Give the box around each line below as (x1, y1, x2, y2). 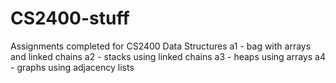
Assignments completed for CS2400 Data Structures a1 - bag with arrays (10, 40, 312, 52)
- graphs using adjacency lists (10, 61, 135, 73)
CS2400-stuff (10, 7, 130, 30)
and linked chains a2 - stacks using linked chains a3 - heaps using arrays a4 (10, 50, 326, 62)
